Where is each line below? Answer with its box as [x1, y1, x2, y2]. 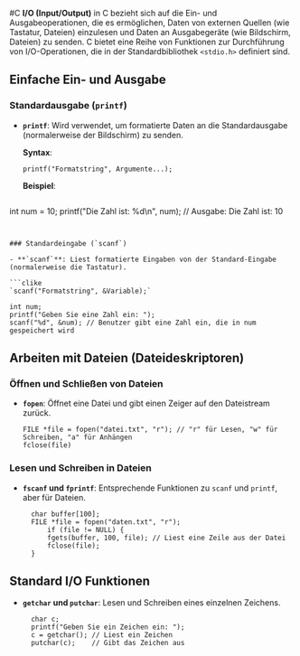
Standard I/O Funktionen [9, 574, 151, 589]
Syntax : [22, 146, 52, 157]
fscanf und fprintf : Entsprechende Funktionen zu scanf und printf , [22, 483, 278, 493]
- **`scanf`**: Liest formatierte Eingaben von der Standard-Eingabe [9, 255, 277, 264]
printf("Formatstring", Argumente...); [22, 164, 173, 173]
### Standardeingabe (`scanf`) [9, 239, 127, 248]
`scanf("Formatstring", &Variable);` [9, 286, 152, 295]
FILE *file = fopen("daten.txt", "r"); [31, 517, 181, 527]
